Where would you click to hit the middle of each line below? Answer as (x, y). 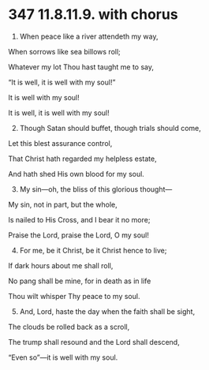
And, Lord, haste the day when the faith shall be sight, (107, 311)
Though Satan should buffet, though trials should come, (110, 128)
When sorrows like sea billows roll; (64, 51)
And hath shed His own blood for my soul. (76, 174)
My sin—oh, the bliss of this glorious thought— (96, 189)
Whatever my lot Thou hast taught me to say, (81, 67)
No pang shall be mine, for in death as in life (80, 281)
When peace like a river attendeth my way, (89, 36)
